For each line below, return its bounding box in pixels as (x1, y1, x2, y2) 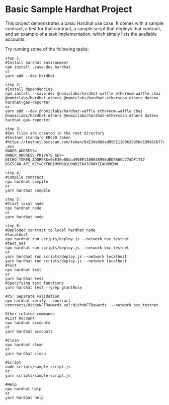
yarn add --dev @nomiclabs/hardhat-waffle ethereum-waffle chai (5, 108, 143, 114)
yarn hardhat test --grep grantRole (5, 285, 82, 290)
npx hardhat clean (5, 342, 44, 347)
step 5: (5, 196, 22, 202)
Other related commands (5, 311, 55, 316)
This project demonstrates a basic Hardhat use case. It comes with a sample (5, 20, 164, 26)
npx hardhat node (5, 206, 42, 211)
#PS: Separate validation (5, 294, 59, 299)
